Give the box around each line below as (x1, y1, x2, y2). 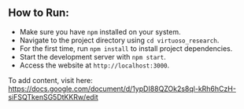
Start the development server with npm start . (19, 52, 167, 61)
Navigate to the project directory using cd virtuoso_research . (19, 35, 220, 45)
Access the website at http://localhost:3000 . (19, 60, 170, 70)
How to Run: (8, 6, 69, 20)
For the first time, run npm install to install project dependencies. (19, 43, 233, 53)
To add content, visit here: (8, 75, 93, 85)
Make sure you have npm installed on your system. (19, 27, 181, 36)
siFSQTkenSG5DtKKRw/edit (8, 92, 98, 101)
